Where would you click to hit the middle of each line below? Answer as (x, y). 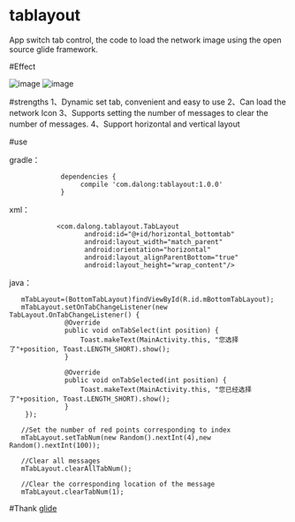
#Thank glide (33, 508)
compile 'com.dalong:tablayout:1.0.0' (151, 184)
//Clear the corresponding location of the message (118, 484)
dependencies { (88, 177)
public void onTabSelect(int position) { (142, 330)
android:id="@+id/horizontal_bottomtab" (160, 234)
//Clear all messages (61, 461)
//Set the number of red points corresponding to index (126, 430)
